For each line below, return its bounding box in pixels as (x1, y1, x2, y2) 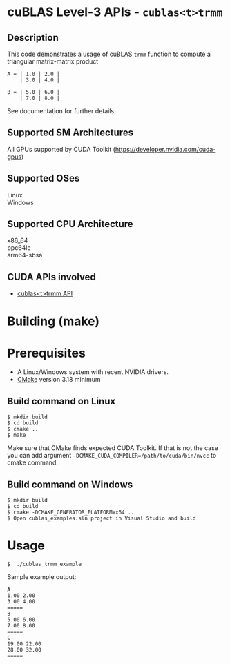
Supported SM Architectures (7, 127, 133, 139)
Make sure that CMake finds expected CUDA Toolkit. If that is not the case (7, 444, 219, 452)
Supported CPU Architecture (7, 218, 133, 230)
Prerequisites (7, 345, 86, 361)
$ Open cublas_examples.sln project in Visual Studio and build (7, 515, 196, 522)
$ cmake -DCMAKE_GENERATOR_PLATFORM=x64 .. (7, 509, 135, 516)
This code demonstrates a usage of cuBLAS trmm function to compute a (7, 50, 211, 58)
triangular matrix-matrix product (7, 57, 99, 66)
